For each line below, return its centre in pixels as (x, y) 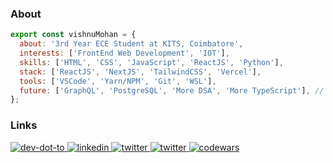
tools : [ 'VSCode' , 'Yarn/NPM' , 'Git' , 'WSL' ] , (118, 81)
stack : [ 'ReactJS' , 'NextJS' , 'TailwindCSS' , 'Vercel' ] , (140, 72)
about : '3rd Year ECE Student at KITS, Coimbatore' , (131, 44)
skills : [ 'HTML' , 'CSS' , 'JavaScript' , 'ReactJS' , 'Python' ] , (151, 62)
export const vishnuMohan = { (73, 35)
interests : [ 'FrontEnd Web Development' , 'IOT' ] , (124, 53)
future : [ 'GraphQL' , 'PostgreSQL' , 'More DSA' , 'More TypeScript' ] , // (172, 90)
